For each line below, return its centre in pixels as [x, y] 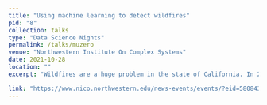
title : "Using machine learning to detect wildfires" [99, 15]
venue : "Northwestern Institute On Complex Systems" [97, 52]
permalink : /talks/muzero [51, 45]
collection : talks [39, 30]
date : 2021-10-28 [37, 60]
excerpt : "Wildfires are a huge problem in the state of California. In [131, 74]
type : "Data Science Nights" [56, 37]
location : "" [30, 67]
